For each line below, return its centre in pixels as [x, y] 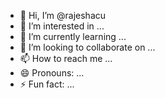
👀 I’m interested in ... [62, 26]
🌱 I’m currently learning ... [73, 36]
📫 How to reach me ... [66, 58]
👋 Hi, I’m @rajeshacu [63, 15]
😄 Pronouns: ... [52, 73]
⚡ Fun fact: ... [47, 84]
